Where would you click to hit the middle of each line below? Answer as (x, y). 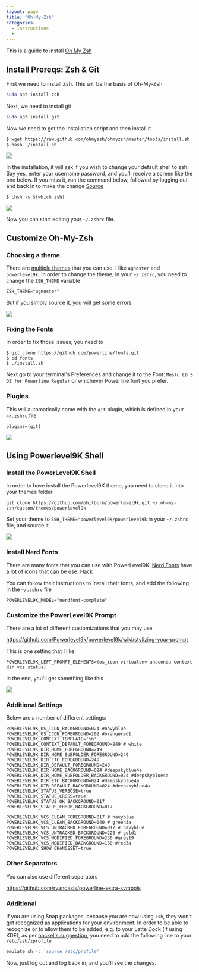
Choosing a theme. (34, 255)
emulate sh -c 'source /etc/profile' (53, 951)
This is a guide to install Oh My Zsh (49, 51)
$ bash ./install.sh (32, 145)
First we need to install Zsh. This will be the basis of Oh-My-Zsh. (85, 83)
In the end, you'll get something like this (55, 678)
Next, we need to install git (39, 106)
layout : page (22, 12)
